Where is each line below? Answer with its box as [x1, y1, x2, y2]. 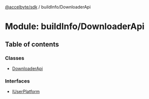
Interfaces [5, 77, 30, 84]
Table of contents [5, 40, 59, 48]
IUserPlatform [12, 89, 40, 95]
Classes [5, 55, 25, 61]
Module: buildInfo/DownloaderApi [5, 21, 145, 32]
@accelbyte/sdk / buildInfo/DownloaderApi [5, 4, 91, 10]
